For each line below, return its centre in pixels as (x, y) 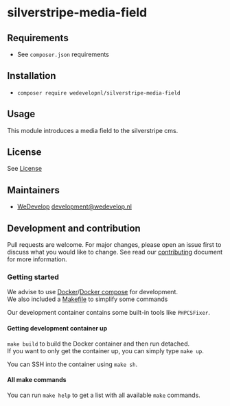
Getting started (33, 277)
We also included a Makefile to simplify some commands (88, 299)
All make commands (37, 380)
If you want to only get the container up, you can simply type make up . (106, 350)
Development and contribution (74, 228)
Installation (32, 76)
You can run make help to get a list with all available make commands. (104, 395)
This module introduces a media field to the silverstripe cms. (93, 130)
